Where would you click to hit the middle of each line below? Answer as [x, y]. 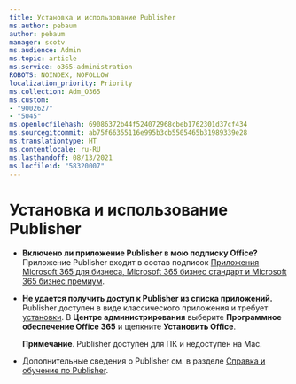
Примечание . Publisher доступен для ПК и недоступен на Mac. [142, 344]
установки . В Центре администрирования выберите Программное [152, 317]
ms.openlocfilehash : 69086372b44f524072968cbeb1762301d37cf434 [129, 125]
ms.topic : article [43, 59]
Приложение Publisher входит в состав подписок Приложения [140, 263]
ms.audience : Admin [45, 51]
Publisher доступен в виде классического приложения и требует [145, 308]
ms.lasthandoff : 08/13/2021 [61, 157]
